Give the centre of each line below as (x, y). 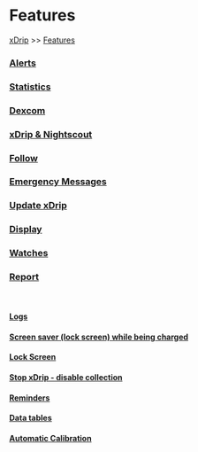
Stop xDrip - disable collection (66, 377)
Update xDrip (38, 206)
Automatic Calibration (50, 438)
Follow (23, 158)
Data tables (30, 418)
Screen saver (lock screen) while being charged (99, 337)
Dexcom (27, 110)
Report (24, 277)
